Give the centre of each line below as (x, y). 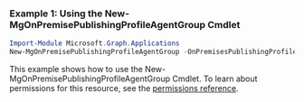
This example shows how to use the (76, 70)
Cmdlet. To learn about (214, 79)
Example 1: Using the (56, 14)
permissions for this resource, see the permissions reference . (124, 88)
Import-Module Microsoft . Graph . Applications (95, 43)
